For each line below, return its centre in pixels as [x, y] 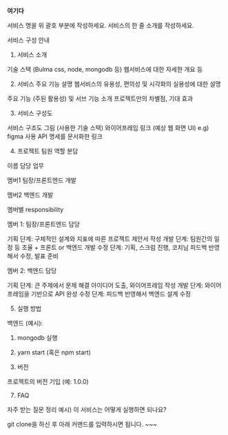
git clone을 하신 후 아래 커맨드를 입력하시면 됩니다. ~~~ [82, 424]
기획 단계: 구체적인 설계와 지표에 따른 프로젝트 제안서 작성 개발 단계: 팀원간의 [110, 239]
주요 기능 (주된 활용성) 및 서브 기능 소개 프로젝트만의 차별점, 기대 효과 [100, 98]
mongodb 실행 [37, 338]
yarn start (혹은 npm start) [54, 352]
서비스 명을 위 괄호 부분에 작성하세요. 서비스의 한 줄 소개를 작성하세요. [101, 25]
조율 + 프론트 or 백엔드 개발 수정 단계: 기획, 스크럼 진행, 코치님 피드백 [114, 247]
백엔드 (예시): [25, 323]
